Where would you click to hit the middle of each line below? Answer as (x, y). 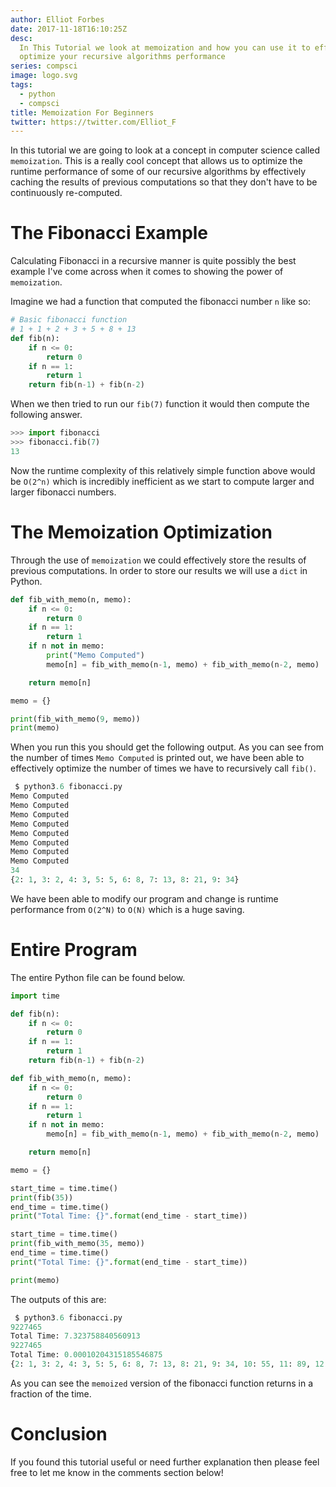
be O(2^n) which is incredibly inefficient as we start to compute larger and (162, 481)
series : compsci (44, 66)
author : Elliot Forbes (57, 19)
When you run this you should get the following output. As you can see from (167, 747)
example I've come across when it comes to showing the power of (147, 272)
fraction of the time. (51, 1393)
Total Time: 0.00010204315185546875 (86, 1355)
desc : (21, 38)
